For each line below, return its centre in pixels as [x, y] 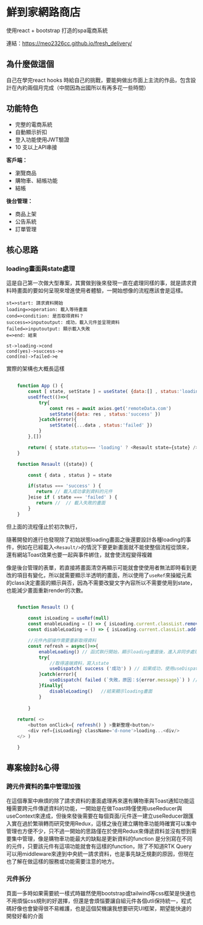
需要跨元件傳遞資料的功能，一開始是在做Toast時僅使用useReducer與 [97, 809]
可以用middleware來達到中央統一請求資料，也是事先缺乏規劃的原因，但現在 [100, 854]
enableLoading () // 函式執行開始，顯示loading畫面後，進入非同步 [114, 652]
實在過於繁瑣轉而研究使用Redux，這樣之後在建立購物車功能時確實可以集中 [104, 824]
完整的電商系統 [34, 124]
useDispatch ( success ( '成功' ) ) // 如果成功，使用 [111, 669]
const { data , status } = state [70, 475]
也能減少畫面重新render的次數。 [46, 590]
